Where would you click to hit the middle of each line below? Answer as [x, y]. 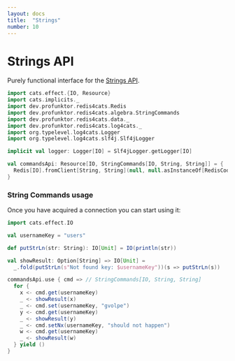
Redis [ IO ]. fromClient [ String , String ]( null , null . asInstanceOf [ [109, 171]
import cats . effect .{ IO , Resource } [59, 94]
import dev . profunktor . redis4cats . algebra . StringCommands [93, 112]
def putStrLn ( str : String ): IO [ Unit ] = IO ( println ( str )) [92, 248]
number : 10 [23, 27]
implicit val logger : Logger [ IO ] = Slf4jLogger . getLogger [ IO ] [100, 152]
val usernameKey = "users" [47, 235]
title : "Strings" [34, 20]
